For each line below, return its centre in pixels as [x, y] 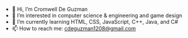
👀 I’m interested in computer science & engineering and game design [97, 15]
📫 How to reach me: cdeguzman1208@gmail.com [74, 28]
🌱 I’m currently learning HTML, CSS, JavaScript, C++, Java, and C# [95, 22]
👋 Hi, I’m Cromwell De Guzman [50, 9]
